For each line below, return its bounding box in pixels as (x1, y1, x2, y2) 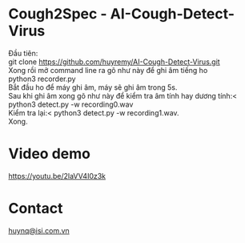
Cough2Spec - (8, 5, 107, 23)
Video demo (8, 145, 90, 163)
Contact (8, 200, 63, 217)
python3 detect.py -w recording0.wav (8, 99, 134, 109)
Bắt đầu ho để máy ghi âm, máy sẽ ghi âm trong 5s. (8, 82, 178, 92)
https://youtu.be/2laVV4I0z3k (8, 171, 106, 180)
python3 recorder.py (8, 74, 76, 83)
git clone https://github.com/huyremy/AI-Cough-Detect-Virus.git (8, 57, 220, 67)
